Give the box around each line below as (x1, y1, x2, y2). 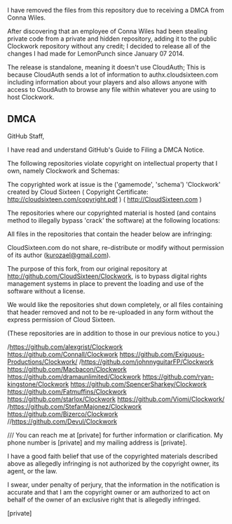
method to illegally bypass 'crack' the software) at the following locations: (7, 216, 221, 224)
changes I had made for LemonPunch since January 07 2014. (7, 49, 184, 58)
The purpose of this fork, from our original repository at (7, 264, 168, 273)
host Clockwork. (7, 93, 55, 101)
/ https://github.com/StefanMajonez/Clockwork (7, 402, 142, 410)
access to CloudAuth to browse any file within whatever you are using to (7, 86, 217, 93)
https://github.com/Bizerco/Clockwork (7, 410, 118, 418)
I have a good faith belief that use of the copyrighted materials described (7, 452, 218, 460)
